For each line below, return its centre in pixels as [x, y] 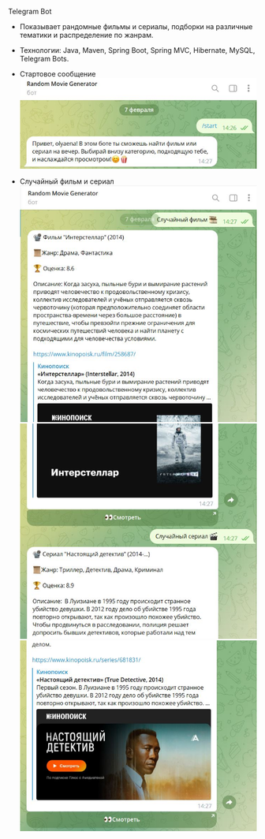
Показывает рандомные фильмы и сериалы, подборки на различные [136, 26]
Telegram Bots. [44, 59]
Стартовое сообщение [58, 74]
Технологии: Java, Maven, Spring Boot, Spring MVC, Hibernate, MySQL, [137, 50]
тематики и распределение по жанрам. [86, 35]
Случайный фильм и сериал [67, 181]
